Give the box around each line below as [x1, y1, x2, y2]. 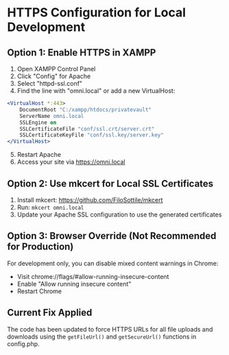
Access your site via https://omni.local [16, 158, 125, 166]
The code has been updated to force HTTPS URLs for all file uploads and [7, 325, 213, 333]
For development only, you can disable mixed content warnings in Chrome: [7, 259, 219, 267]
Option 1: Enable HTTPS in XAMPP [7, 47, 156, 58]
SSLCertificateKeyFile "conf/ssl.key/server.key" [19, 132, 165, 138]
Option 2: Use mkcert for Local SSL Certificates [7, 177, 214, 189]
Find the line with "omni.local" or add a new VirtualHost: [16, 87, 176, 95]
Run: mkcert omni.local [16, 203, 84, 211]
